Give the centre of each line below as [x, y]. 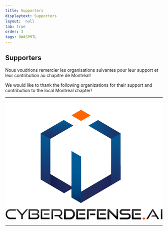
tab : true [15, 27]
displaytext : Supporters [31, 16]
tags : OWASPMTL [21, 37]
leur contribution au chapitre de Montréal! [48, 75]
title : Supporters [24, 11]
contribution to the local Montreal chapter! [49, 90]
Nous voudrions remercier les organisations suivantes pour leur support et [82, 70]
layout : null [20, 21]
